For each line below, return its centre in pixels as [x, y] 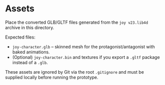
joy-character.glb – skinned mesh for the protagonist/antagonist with [83, 46]
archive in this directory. [30, 27]
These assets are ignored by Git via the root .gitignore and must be [75, 72]
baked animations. [31, 52]
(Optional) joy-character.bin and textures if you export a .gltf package [86, 57]
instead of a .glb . [30, 62]
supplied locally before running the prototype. [52, 77]
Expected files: [20, 37]
